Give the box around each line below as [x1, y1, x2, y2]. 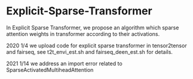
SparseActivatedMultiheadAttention [6, 66, 94, 73]
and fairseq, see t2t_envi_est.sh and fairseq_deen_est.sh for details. [6, 48, 173, 55]
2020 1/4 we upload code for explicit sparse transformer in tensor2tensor [6, 42, 187, 49]
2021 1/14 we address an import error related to [6, 60, 122, 67]
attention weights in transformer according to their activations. [6, 30, 160, 37]
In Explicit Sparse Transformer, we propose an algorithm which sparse [6, 24, 179, 31]
